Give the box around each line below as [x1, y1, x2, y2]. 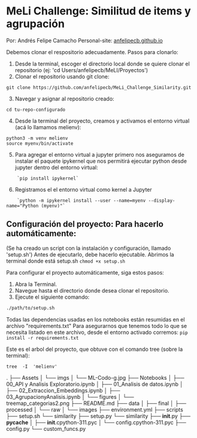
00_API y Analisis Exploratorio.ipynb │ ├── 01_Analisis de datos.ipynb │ [6, 380, 184, 388]
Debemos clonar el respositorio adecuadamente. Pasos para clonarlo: [6, 48, 178, 55]
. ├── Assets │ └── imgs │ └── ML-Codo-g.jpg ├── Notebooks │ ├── [6, 374, 184, 381]
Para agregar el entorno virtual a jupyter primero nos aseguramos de [14, 151, 184, 158]
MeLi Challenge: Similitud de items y [6, 4, 191, 18]
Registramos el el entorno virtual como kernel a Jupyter [14, 186, 153, 193]
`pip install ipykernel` [17, 175, 79, 181]
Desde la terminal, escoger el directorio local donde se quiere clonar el [14, 60, 190, 67]
